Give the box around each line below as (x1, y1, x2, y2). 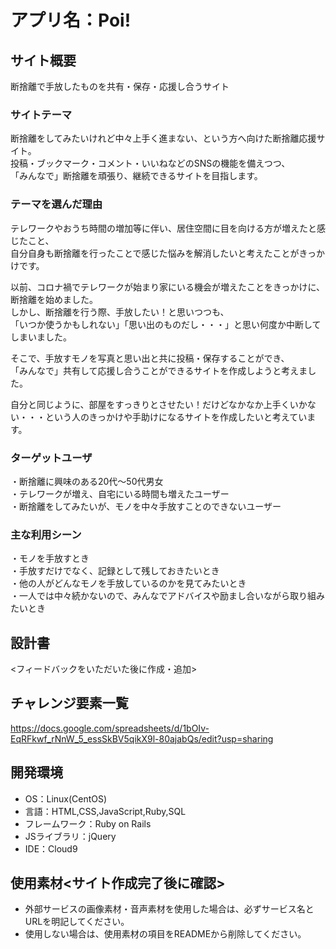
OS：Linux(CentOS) (24, 792, 108, 805)
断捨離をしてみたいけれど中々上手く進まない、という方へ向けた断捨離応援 (10, 132, 317, 145)
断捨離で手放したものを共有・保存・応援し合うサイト (10, 81, 230, 92)
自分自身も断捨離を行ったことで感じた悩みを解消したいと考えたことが (10, 247, 300, 259)
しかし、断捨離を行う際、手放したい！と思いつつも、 (10, 306, 230, 318)
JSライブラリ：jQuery (24, 830, 117, 842)
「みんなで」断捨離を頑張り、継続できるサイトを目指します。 (10, 170, 263, 182)
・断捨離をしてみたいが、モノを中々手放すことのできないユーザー (10, 500, 282, 512)
